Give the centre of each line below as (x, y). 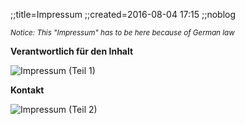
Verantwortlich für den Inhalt (72, 51)
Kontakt (27, 90)
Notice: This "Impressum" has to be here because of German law (122, 33)
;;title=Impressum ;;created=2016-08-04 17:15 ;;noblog (123, 14)
